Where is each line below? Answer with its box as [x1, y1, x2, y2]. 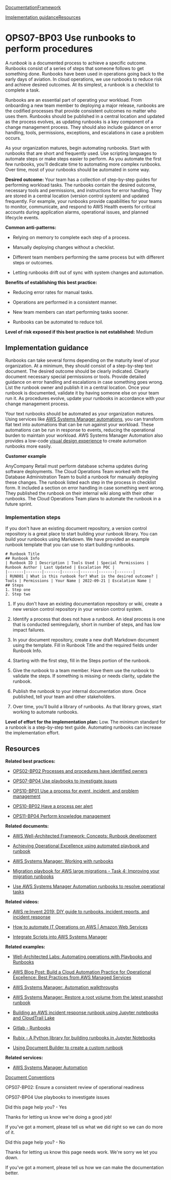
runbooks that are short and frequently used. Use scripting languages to [5, 150, 157, 156]
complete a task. [5, 87, 40, 93]
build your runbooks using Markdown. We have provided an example [5, 536, 150, 542]
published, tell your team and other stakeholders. [12, 693, 116, 700]
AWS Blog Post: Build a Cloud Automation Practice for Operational [12, 968, 151, 975]
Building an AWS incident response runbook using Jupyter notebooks [12, 1009, 159, 1015]
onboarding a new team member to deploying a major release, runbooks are [5, 102, 165, 108]
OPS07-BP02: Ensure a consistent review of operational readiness [5, 1084, 144, 1090]
